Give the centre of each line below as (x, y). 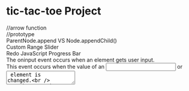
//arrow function (27, 28)
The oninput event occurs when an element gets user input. (81, 60)
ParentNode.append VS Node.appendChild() (62, 40)
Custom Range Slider (33, 47)
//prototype (21, 34)
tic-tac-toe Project (54, 11)
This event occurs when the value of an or (94, 66)
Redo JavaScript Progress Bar (44, 53)
